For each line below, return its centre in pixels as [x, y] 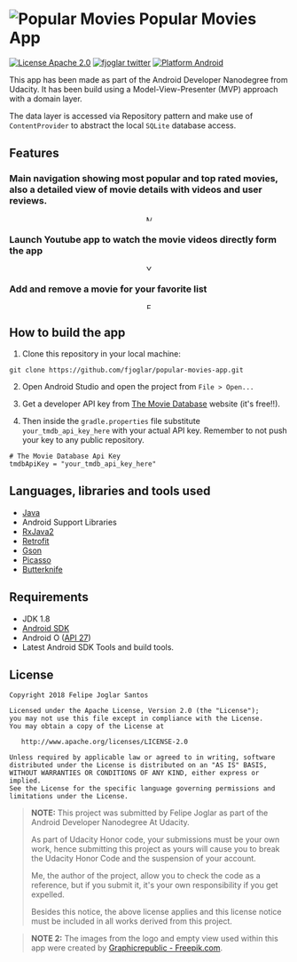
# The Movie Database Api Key [65, 457]
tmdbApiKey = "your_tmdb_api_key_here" [83, 464]
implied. [25, 781]
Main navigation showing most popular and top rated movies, [144, 179]
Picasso [36, 559]
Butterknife [43, 569]
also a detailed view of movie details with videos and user [136, 189]
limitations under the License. [69, 797]
